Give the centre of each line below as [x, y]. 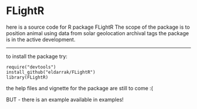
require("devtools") [31, 67]
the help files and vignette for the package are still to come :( [80, 88]
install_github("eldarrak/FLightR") [51, 72]
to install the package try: [37, 56]
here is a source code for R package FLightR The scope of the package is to [98, 27]
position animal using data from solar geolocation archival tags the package [98, 33]
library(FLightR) [27, 77]
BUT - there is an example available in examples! [65, 99]
